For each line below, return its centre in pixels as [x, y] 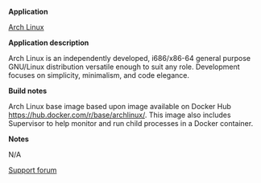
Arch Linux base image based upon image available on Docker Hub [120, 106]
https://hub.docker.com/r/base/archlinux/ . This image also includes [120, 115]
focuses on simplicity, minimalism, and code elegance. [99, 75]
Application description [49, 43]
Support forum [33, 170]
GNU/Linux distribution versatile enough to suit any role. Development [124, 67]
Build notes [28, 91]
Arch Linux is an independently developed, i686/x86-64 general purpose [130, 58]
